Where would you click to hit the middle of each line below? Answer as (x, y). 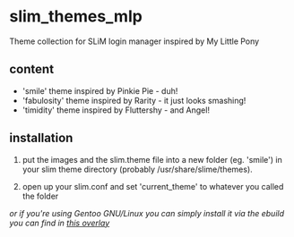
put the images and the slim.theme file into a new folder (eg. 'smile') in (152, 159)
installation (41, 138)
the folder (40, 196)
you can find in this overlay (60, 223)
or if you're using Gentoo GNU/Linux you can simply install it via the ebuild (147, 213)
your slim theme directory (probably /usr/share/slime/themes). (137, 169)
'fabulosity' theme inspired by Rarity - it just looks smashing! (134, 100)
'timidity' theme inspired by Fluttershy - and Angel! (116, 110)
